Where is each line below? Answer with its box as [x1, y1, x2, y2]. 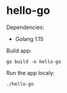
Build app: [6, 46, 32, 54]
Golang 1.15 [15, 35, 44, 42]
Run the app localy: [6, 69, 55, 76]
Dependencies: [6, 24, 44, 31]
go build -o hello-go [6, 59, 62, 65]
